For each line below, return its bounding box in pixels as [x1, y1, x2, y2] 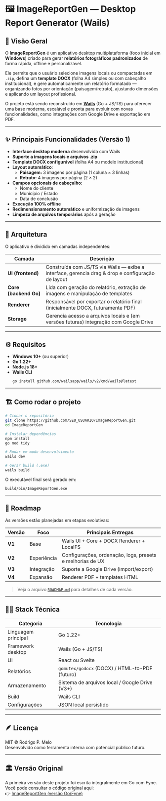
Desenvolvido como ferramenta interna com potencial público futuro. [5, 745, 146, 751]
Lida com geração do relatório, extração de [45, 284, 146, 291]
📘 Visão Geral [5, 37, 48, 45]
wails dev [5, 454, 26, 459]
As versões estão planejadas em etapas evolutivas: [5, 517, 110, 523]
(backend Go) [7, 290, 41, 297]
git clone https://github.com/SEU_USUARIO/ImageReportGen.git [5, 418, 136, 423]
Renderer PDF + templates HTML [61, 573, 138, 580]
